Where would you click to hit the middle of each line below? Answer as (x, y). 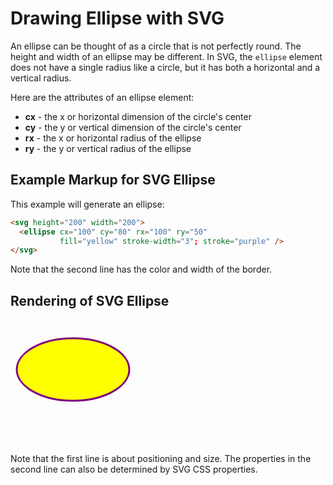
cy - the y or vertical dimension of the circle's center (133, 127)
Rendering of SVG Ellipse (90, 300)
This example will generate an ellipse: (87, 204)
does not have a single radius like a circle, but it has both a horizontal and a (165, 67)
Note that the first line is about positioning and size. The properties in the (161, 459)
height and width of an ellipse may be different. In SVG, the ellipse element (166, 56)
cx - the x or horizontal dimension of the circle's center (138, 116)
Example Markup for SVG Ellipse (113, 180)
